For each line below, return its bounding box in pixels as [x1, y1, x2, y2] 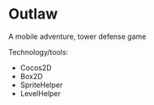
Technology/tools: [8, 47, 69, 57]
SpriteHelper [19, 80, 63, 90]
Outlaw [8, 5, 58, 23]
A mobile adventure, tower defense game [8, 31, 147, 41]
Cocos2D [19, 62, 52, 73]
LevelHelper [19, 88, 61, 98]
